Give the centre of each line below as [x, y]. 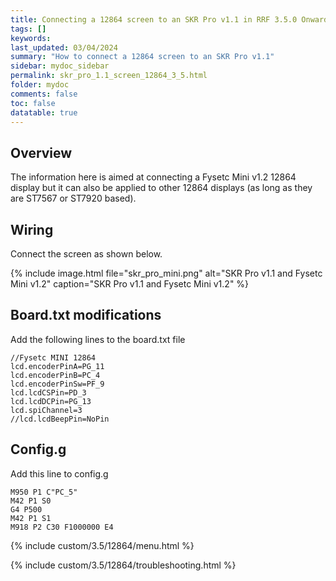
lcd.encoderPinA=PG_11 [57, 366]
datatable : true [44, 112]
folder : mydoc [40, 85]
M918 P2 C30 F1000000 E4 [62, 527]
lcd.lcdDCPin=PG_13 [51, 401]
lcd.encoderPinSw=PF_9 [57, 384]
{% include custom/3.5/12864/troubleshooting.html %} [123, 565]
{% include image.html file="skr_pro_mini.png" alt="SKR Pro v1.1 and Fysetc [166, 273]
